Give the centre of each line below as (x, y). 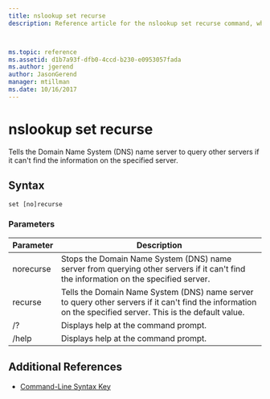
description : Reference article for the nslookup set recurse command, (131, 23)
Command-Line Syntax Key (65, 386)
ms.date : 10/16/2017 (43, 89)
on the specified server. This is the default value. (153, 312)
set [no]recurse (35, 204)
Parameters (31, 224)
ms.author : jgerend (41, 67)
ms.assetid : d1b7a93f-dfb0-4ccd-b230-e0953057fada (95, 60)
